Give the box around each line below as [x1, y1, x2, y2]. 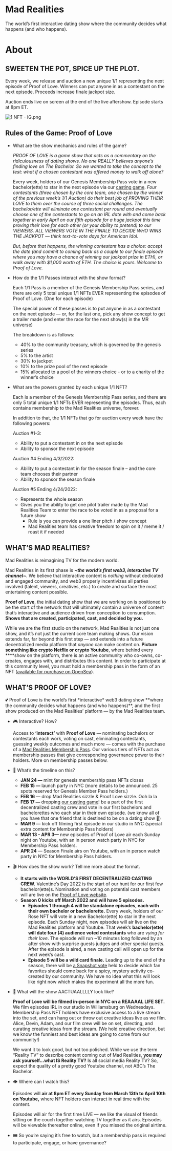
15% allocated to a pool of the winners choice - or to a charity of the [20, 369, 165, 375]
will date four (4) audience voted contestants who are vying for [28, 930, 165, 936]
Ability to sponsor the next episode [20, 445, 95, 452]
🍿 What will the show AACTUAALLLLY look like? [12, 989, 114, 995]
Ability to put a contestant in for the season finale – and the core [20, 465, 156, 472]
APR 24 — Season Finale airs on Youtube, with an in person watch [20, 848, 161, 854]
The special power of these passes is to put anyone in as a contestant [12, 305, 160, 311]
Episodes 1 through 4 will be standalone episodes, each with [28, 903, 159, 909]
